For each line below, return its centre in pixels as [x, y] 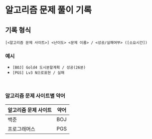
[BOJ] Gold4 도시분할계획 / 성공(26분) [49, 68]
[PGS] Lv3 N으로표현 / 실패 [38, 73]
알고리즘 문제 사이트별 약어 [35, 96]
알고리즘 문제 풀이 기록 [49, 10]
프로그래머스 [22, 129]
